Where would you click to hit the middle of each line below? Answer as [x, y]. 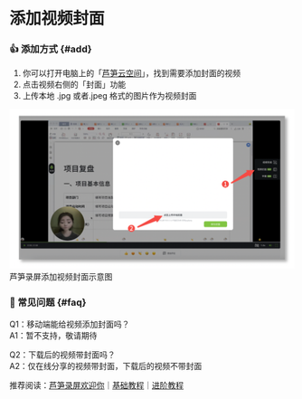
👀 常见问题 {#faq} [48, 302]
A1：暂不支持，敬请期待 [53, 335]
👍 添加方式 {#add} [51, 49]
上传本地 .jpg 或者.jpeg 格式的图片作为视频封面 [109, 96]
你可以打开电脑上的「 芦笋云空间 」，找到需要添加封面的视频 [132, 73]
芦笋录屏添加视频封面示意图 [61, 277]
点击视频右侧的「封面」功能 [74, 85]
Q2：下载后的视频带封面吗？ [62, 355]
